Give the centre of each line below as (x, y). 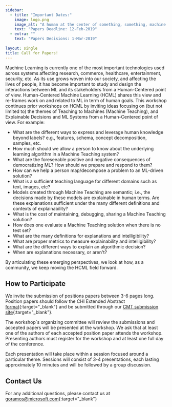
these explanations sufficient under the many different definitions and (86, 203)
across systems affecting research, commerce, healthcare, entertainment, (83, 73)
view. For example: (25, 122)
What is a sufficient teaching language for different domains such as (85, 181)
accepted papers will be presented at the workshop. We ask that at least (82, 328)
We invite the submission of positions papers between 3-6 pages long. (80, 296)
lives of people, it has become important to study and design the (73, 84)
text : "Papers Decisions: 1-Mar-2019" (56, 39)
